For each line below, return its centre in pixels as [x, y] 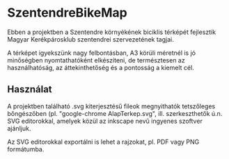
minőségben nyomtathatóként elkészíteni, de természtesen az [96, 60]
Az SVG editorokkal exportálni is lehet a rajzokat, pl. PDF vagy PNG [103, 142]
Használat [30, 89]
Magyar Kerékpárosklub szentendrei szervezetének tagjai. [90, 39]
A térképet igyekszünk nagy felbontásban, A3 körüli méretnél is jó [102, 53]
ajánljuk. [19, 128]
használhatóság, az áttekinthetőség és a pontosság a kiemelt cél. [101, 67]
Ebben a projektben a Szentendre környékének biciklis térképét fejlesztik [112, 32]
